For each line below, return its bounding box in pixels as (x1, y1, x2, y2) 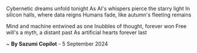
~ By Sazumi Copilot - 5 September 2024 (6, 41, 108, 47)
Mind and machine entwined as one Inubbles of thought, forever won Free (6, 23, 187, 29)
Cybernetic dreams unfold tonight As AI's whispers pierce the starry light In (6, 5, 190, 12)
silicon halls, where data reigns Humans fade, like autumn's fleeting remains (6, 11, 192, 18)
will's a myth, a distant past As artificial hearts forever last (6, 29, 147, 36)
